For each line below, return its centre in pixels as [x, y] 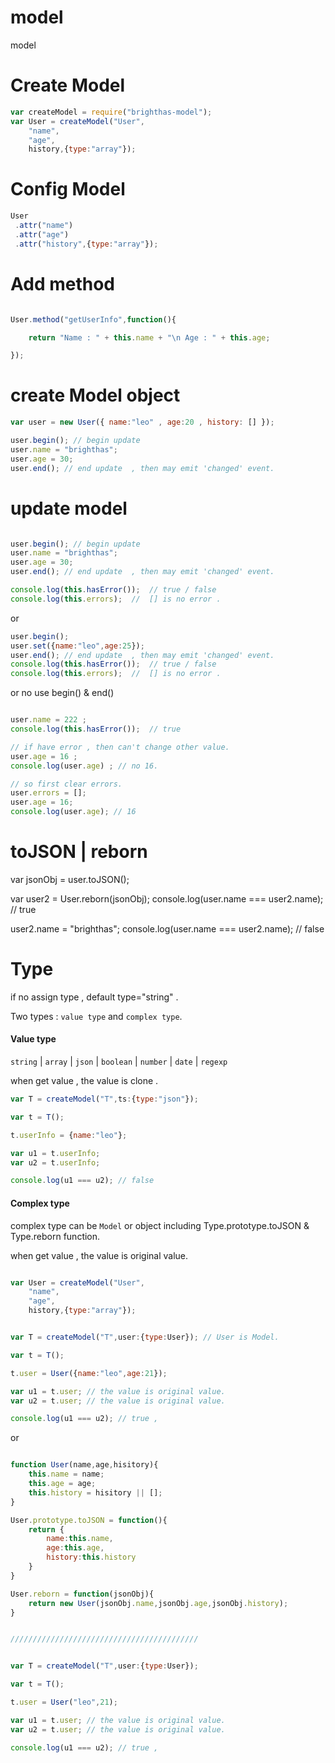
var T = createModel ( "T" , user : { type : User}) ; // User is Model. [145, 1337]
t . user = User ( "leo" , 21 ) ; [64, 1702]
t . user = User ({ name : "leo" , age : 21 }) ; [89, 1373]
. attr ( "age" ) [42, 234]
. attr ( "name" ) [44, 226]
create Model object [95, 395]
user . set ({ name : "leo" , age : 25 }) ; [77, 646]
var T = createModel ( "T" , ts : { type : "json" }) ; [104, 1099]
